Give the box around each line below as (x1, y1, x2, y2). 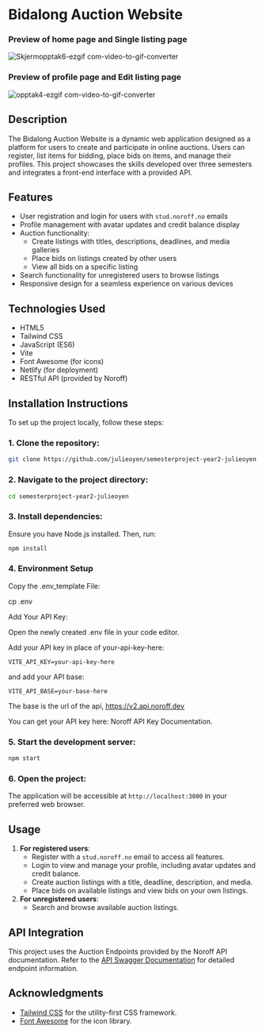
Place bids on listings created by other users (31, 254, 177, 263)
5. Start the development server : (8, 736, 136, 747)
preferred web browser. (8, 800, 85, 809)
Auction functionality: (19, 228, 90, 238)
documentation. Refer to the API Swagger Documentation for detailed (8, 954, 235, 965)
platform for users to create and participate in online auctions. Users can (8, 142, 245, 152)
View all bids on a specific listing (31, 262, 139, 271)
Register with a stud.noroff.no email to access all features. (31, 852, 225, 862)
